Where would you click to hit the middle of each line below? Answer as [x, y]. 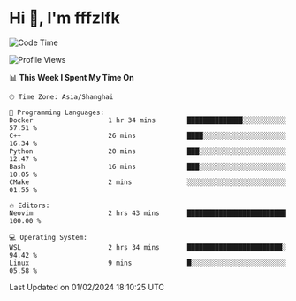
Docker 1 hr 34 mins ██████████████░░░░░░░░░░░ [148, 120]
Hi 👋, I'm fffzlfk [65, 18]
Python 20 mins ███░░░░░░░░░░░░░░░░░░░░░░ [148, 151]
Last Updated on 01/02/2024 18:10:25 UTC [87, 287]
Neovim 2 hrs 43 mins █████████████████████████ [148, 213]
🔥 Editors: [30, 205]
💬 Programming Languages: [57, 112]
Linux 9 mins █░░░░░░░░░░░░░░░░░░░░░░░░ [148, 263]
